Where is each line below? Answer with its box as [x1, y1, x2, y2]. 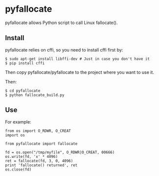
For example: [5, 119, 32, 125]
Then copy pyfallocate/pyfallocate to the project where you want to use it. [5, 69, 154, 75]
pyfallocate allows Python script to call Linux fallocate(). [5, 20, 118, 25]
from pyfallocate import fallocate [5, 141, 78, 146]
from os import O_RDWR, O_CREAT [5, 128, 71, 133]
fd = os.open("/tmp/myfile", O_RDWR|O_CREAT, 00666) [5, 150, 115, 155]
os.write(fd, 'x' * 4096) [5, 154, 58, 159]
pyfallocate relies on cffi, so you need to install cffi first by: [5, 47, 123, 52]
